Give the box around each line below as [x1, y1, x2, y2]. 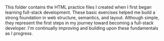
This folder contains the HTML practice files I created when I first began [5, 4, 152, 10]
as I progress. [5, 31, 33, 36]
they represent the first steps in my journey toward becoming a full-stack [5, 20, 154, 26]
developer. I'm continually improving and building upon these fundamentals [5, 25, 159, 31]
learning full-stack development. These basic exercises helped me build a [5, 9, 156, 15]
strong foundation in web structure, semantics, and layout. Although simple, [5, 15, 160, 20]
